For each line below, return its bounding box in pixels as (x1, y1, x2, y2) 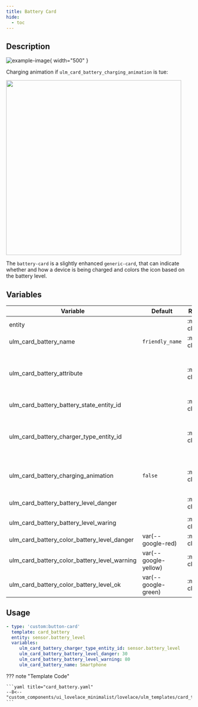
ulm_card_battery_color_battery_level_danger (9, 536, 134, 544)
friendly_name (142, 338, 182, 345)
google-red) (142, 540, 177, 547)
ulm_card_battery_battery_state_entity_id (9, 401, 121, 409)
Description (6, 41, 50, 51)
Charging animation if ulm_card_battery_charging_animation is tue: (6, 68, 169, 75)
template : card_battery (11, 629, 70, 635)
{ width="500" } (49, 57, 89, 64)
